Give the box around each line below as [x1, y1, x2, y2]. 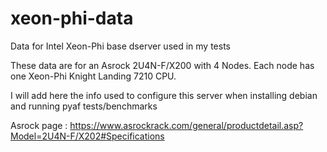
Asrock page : [10, 119, 68, 131]
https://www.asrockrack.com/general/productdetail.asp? [69, 119, 304, 131]
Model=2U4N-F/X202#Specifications [10, 130, 165, 142]
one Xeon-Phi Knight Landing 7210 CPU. [10, 70, 177, 82]
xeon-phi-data [10, 7, 134, 30]
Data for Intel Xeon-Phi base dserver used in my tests [10, 40, 231, 52]
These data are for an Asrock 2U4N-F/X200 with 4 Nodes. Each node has [10, 59, 315, 71]
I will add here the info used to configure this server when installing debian [10, 89, 318, 101]
